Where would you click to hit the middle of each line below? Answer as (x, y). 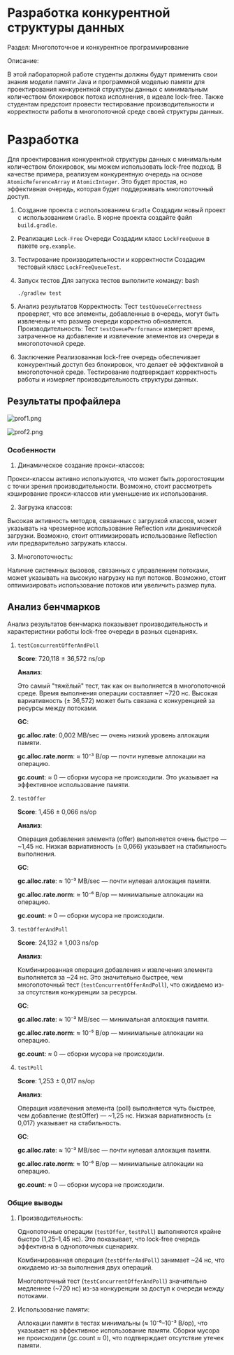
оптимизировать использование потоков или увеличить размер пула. (112, 585)
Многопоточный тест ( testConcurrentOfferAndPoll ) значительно (112, 1281)
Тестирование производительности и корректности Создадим (111, 259)
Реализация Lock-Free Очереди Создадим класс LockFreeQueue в (114, 238)
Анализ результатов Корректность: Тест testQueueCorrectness (110, 306)
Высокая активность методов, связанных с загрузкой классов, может (112, 520)
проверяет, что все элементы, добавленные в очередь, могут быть (118, 314)
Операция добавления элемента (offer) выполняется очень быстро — (122, 839)
